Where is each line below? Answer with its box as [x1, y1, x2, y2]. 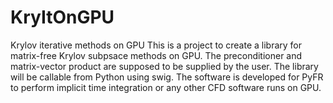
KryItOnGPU [10, 6, 115, 29]
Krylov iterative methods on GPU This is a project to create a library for [10, 39, 303, 51]
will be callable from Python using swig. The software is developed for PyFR [10, 71, 324, 83]
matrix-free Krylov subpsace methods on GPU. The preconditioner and [10, 49, 303, 61]
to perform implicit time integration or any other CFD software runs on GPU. [10, 81, 322, 93]
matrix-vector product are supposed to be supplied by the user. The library [10, 60, 319, 72]
